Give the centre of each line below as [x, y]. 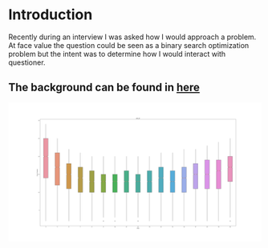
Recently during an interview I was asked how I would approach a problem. [132, 37]
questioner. [27, 62]
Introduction [51, 15]
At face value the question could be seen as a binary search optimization [129, 45]
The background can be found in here [104, 88]
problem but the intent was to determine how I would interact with [117, 54]
